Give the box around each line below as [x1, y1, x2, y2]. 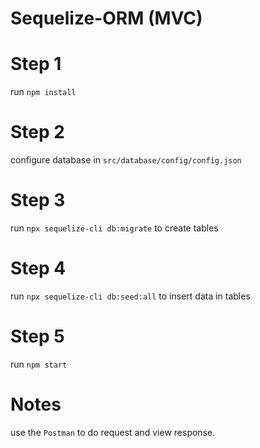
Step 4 [10, 257, 67, 280]
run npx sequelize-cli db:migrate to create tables [10, 222, 219, 234]
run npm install [10, 86, 77, 98]
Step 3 [10, 189, 66, 212]
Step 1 [10, 53, 62, 76]
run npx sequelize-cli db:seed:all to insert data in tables [10, 290, 251, 302]
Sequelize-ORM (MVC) [10, 7, 203, 30]
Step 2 [10, 121, 65, 144]
